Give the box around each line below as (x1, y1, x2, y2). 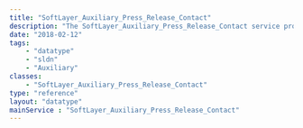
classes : (9, 72, 42, 81)
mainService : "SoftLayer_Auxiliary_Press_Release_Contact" (9, 105, 241, 114)
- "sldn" (25, 55, 59, 64)
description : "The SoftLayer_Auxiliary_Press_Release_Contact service (9, 22, 280, 31)
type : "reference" (9, 88, 78, 97)
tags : (9, 38, 30, 48)
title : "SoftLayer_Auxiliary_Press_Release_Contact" (9, 13, 212, 23)
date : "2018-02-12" (9, 30, 83, 39)
